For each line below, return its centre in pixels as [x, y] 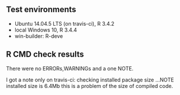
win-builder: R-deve [39, 36]
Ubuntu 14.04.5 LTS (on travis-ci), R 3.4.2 [64, 23]
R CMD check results [45, 54]
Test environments [41, 10]
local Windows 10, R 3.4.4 [46, 30]
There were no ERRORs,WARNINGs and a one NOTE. [70, 68]
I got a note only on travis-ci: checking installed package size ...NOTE [90, 80]
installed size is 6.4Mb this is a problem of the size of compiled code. [90, 86]
